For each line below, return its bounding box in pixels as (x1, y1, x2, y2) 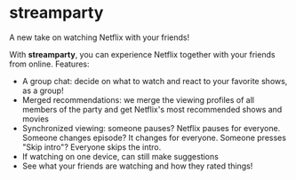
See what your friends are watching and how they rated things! (21, 160, 253, 171)
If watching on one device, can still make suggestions (21, 151, 220, 161)
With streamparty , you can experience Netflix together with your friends (9, 49, 276, 59)
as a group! (21, 85, 64, 96)
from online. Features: (9, 59, 91, 69)
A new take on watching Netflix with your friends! (9, 32, 189, 43)
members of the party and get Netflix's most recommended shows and (21, 104, 283, 114)
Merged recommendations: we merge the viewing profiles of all (21, 94, 255, 105)
